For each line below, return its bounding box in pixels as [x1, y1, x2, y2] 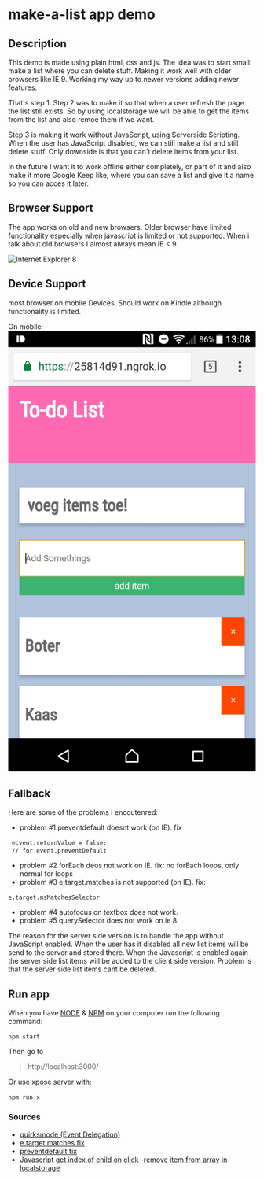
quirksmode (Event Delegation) [19, 1130, 121, 1139]
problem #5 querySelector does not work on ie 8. [19, 916, 179, 926]
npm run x [8, 1093, 41, 1101]
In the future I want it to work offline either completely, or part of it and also [8, 162, 251, 171]
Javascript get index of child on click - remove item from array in [19, 1155, 228, 1164]
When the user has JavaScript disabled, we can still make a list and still [8, 139, 239, 147]
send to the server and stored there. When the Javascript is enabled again [8, 948, 249, 957]
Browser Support [8, 202, 94, 215]
